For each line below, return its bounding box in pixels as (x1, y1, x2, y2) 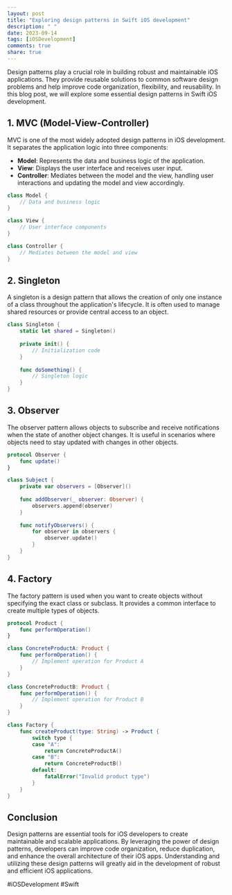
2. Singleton (7, 274, 60, 286)
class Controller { (7, 242, 64, 249)
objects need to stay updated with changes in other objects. (7, 438, 179, 446)
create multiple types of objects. (7, 606, 100, 614)
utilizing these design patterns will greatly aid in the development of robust (7, 860, 220, 868)
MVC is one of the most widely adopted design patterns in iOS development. (7, 136, 226, 144)
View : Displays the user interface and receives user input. (17, 163, 184, 172)
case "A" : (32, 741, 60, 748)
